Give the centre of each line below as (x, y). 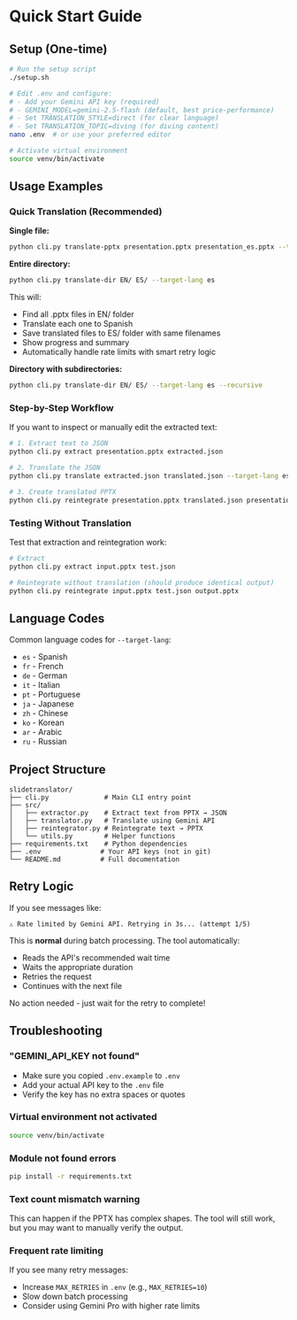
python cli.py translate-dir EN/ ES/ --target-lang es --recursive (136, 386)
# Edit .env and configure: (61, 93)
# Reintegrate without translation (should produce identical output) (142, 583)
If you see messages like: (55, 907)
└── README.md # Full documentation (94, 860)
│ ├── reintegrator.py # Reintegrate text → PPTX (106, 829)
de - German (45, 675)
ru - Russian (45, 742)
